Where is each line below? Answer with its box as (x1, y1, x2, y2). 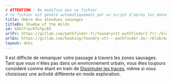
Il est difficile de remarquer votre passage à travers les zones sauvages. (5, 54, 157, 61)
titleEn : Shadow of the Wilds (5, 21, 70, 27)
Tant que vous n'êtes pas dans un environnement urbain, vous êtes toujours (5, 60, 166, 66)
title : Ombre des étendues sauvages (5, 17, 83, 22)
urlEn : (5, 36, 19, 41)
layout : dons (5, 41, 33, 46)
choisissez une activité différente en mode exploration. (5, 71, 121, 77)
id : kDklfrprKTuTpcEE (5, 26, 52, 32)
